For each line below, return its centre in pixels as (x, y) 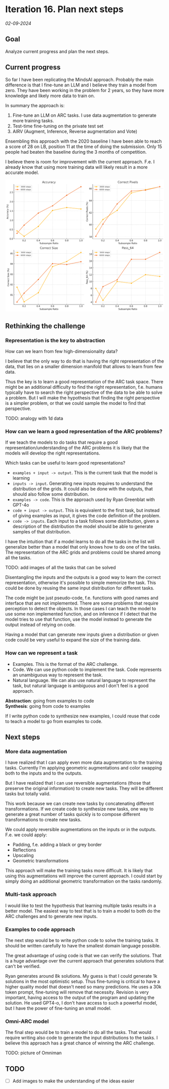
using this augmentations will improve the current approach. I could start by (84, 876)
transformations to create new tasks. (43, 820)
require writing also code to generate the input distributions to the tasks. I (81, 1038)
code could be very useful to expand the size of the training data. (73, 640)
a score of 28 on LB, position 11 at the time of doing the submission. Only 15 (84, 146)
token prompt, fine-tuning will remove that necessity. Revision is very (77, 992)
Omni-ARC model (27, 1021)
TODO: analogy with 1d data (34, 419)
